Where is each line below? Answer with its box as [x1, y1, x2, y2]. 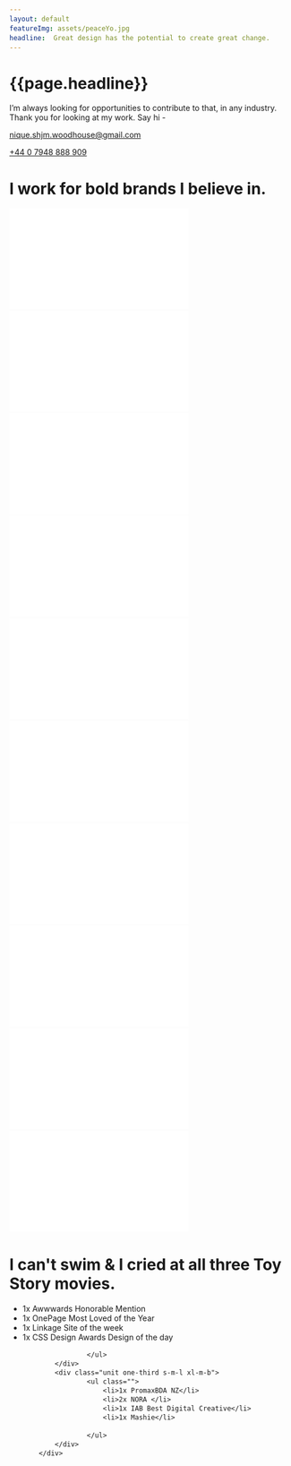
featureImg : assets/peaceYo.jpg [9, 23, 130, 33]
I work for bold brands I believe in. [9, 178, 267, 199]
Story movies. [9, 1273, 116, 1294]
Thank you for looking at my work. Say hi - [9, 112, 167, 123]
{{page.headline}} [9, 73, 150, 93]
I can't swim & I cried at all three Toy [9, 1255, 282, 1275]
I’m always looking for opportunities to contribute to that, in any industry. [9, 103, 278, 114]
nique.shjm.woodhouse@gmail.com [9, 130, 141, 141]
